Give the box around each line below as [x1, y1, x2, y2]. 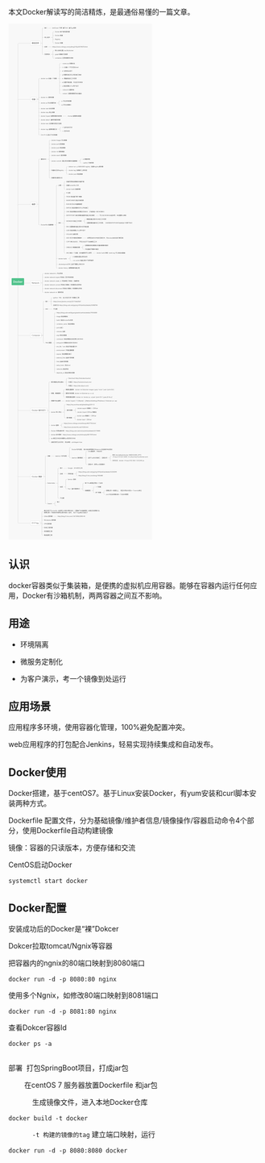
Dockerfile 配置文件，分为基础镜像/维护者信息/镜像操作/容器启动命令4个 [8, 815, 247, 825]
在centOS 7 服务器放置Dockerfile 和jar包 [23, 1080, 159, 1090]
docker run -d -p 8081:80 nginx [8, 1007, 117, 1016]
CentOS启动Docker [8, 860, 72, 869]
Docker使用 [8, 765, 67, 779]
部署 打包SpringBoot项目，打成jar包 [8, 1063, 129, 1073]
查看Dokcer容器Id [8, 1023, 67, 1032]
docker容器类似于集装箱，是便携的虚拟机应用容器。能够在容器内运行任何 [8, 580, 251, 590]
